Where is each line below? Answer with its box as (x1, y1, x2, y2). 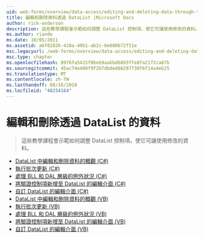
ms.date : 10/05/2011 (6, 37, 59, 43)
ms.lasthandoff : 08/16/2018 (6, 82, 78, 88)
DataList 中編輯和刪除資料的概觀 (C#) (15, 157, 109, 164)
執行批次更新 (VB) (15, 202, 60, 210)
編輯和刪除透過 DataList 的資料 (6, 116, 161, 130)
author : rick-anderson (6, 20, 64, 26)
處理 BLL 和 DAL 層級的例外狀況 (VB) (15, 210, 107, 217)
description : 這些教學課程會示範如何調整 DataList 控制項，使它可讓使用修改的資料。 (6, 25, 200, 32)
